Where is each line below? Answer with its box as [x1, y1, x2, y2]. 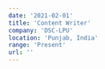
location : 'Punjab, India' [8, 33, 99, 42]
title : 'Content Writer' [8, 19, 91, 27]
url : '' [8, 48, 34, 56]
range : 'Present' [8, 41, 67, 49]
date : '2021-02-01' [8, 11, 74, 20]
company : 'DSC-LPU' [8, 26, 74, 34]
